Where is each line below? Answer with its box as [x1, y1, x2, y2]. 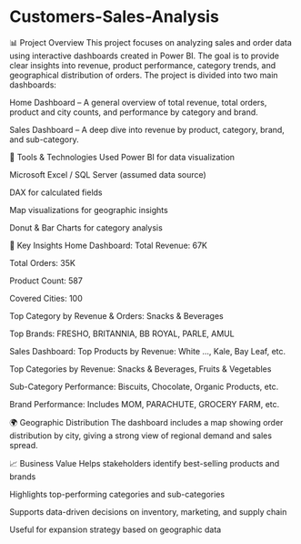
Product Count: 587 [9, 275, 84, 286]
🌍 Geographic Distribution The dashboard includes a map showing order [9, 416, 284, 427]
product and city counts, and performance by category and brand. [9, 107, 259, 118]
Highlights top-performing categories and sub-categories [9, 488, 226, 499]
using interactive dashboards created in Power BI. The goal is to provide [9, 50, 280, 61]
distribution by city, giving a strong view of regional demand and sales [9, 430, 273, 441]
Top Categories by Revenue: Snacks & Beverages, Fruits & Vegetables [9, 363, 272, 375]
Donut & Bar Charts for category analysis [9, 221, 164, 233]
